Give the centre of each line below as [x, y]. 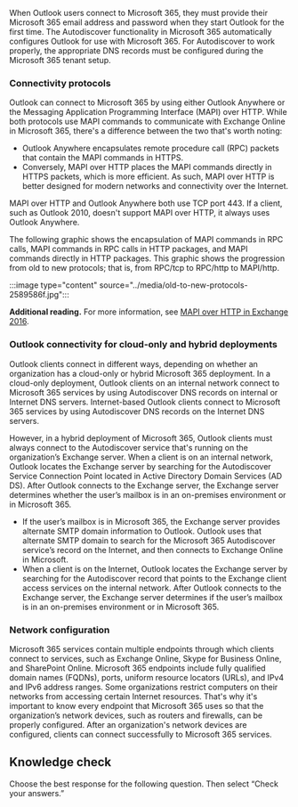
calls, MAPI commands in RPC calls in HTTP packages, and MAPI [129, 249]
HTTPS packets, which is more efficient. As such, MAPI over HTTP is [148, 176]
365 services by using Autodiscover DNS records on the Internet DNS [137, 411]
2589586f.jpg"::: [39, 295]
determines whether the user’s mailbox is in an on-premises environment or [148, 494]
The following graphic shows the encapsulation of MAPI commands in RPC [146, 240]
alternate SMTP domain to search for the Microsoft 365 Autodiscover [149, 540]
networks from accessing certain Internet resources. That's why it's [133, 696]
